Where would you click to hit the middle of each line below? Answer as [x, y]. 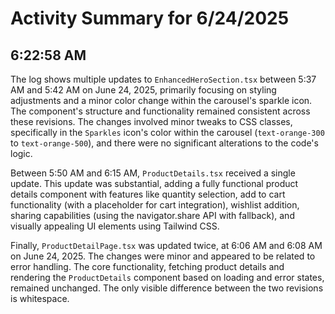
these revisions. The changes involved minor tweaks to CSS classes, [151, 121]
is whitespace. [40, 298]
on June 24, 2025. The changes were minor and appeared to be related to [163, 256]
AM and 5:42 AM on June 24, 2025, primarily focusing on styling [143, 90]
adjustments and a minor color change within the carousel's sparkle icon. [161, 100]
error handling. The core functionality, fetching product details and [147, 266]
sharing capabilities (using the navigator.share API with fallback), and [152, 215]
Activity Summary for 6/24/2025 [150, 18]
